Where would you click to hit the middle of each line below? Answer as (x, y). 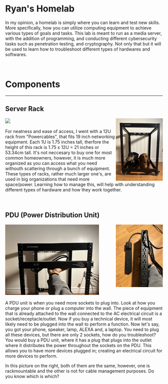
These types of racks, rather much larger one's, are (58, 173)
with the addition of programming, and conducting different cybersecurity (81, 38)
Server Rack (24, 109)
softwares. (16, 54)
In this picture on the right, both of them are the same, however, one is (77, 365)
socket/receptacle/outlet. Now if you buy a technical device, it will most (79, 318)
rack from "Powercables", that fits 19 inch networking (60, 136)
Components (33, 84)
